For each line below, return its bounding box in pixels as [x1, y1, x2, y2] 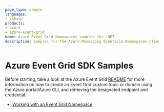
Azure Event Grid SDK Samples [5, 60, 134, 71]
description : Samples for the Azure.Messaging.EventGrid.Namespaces [5, 39, 147, 44]
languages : [5, 12, 27, 17]
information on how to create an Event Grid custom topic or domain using [5, 81, 153, 87]
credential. [5, 91, 27, 98]
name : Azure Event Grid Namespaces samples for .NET [5, 35, 115, 40]
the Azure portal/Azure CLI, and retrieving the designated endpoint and [5, 87, 148, 92]
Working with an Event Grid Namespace [12, 101, 93, 107]
